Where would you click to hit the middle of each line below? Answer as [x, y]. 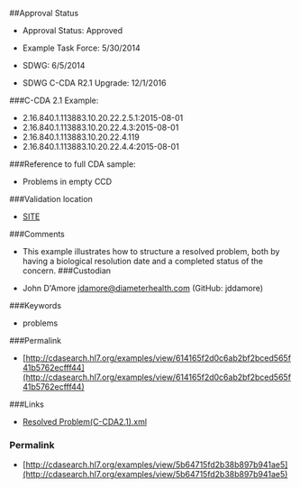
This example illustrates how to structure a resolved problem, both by [151, 251]
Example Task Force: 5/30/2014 [82, 48]
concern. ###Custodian [66, 271]
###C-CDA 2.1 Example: [54, 100]
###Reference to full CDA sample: [73, 164]
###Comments [37, 234]
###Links [27, 404]
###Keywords [35, 305]
